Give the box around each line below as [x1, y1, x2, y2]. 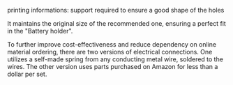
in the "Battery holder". [7, 27, 73, 35]
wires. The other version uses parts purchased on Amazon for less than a [7, 63, 218, 70]
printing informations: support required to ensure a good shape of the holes [7, 6, 225, 14]
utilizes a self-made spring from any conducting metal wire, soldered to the [7, 55, 223, 63]
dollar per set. [7, 70, 47, 78]
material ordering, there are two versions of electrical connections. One [7, 48, 213, 56]
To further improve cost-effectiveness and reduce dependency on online [7, 40, 217, 48]
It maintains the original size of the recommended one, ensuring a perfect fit [7, 20, 227, 27]
